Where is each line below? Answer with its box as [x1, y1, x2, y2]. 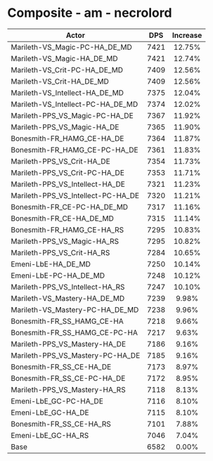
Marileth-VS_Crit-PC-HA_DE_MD [11, 65, 124, 74]
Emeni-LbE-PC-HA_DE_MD [11, 271, 105, 280]
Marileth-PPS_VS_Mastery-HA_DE [11, 339, 127, 349]
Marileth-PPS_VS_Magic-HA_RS [11, 236, 120, 246]
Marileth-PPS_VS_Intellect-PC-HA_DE [11, 190, 139, 200]
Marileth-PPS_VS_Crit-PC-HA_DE [11, 167, 125, 177]
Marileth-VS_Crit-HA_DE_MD [11, 76, 109, 86]
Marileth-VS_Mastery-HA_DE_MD [11, 293, 125, 303]
